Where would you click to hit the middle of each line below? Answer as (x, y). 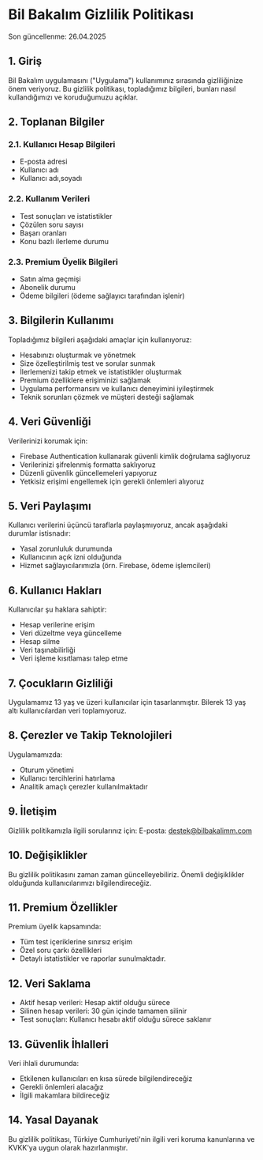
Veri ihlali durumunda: (44, 1063)
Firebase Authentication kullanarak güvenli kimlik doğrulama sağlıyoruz (135, 456)
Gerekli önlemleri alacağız (61, 1087)
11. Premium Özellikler (63, 908)
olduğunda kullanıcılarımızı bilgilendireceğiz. (80, 883)
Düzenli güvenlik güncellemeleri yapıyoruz (88, 473)
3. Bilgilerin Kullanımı (61, 320)
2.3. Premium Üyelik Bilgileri (63, 262)
